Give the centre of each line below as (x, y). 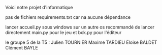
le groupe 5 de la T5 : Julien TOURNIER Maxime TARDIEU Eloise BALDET (81, 42)
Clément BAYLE (22, 48)
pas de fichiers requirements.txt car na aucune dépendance (68, 17)
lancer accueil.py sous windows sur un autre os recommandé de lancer (80, 27)
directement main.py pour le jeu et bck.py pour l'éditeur (63, 32)
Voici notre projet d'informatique (39, 7)
